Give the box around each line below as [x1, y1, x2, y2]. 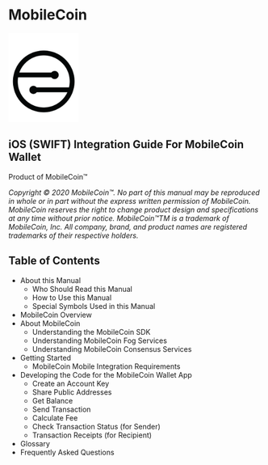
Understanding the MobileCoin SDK [31, 327, 151, 336]
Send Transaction [31, 404, 91, 414]
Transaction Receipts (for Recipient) [31, 430, 152, 440]
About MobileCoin [19, 318, 81, 328]
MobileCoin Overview [19, 310, 93, 319]
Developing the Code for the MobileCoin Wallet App [19, 370, 192, 379]
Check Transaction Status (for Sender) [31, 421, 161, 431]
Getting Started [19, 353, 71, 362]
